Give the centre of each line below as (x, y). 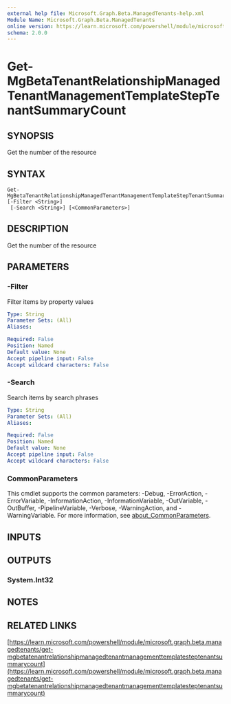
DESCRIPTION (38, 229)
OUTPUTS (29, 560)
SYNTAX (26, 174)
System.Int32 (30, 580)
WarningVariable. (32, 516)
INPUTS (24, 537)
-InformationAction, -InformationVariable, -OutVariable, (126, 501)
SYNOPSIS (31, 136)
